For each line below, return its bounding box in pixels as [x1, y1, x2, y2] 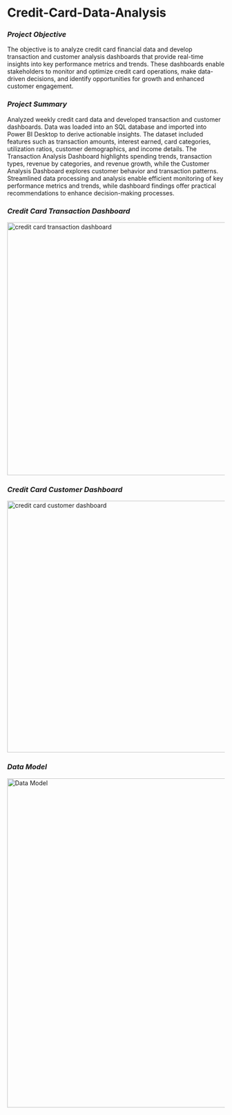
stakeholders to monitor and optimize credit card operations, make [7, 67, 197, 76]
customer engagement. [7, 82, 74, 91]
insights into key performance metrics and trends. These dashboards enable [7, 60, 225, 69]
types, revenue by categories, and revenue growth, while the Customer [7, 159, 210, 168]
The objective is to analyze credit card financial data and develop [7, 45, 193, 53]
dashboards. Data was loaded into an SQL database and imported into [7, 123, 207, 131]
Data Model [7, 762, 47, 772]
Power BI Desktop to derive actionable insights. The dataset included [7, 130, 204, 138]
